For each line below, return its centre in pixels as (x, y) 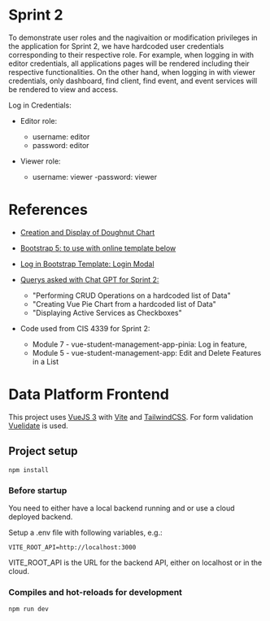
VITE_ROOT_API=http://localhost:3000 (72, 547)
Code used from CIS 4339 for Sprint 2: (85, 328)
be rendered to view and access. (63, 89)
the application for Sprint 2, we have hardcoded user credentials (116, 46)
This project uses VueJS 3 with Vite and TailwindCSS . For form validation (131, 417)
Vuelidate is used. (39, 426)
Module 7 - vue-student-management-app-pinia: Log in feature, (139, 344)
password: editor (61, 145)
